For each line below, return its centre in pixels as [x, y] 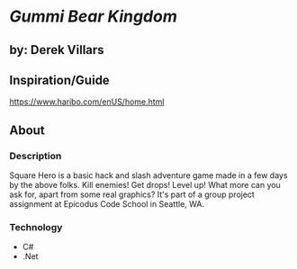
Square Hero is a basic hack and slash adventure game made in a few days [148, 175]
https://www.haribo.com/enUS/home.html [87, 102]
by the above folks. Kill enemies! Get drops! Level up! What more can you [145, 185]
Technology [36, 227]
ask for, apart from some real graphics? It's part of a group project [132, 194]
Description [36, 156]
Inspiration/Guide [59, 80]
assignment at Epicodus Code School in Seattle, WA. [107, 204]
